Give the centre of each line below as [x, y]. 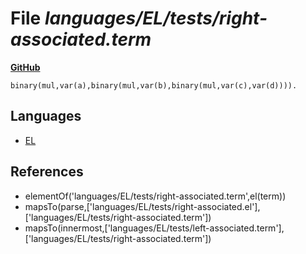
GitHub [25, 67]
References [47, 172]
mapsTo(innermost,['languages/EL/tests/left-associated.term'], [154, 228]
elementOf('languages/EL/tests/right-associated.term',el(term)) [155, 196]
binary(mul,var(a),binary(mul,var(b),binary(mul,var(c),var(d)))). [154, 85]
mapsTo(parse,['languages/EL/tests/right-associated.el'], [142, 206]
